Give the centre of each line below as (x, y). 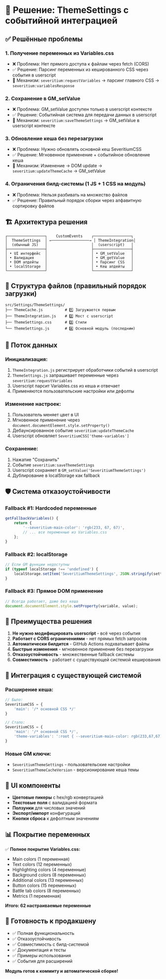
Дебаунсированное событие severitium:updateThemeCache (73, 431)
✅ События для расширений (42, 961)
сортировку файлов (33, 206)
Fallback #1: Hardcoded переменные (51, 508)
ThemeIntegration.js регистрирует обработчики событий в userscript (85, 370)
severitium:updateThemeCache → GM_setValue (59, 171)
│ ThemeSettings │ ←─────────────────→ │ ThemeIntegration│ (70, 240)
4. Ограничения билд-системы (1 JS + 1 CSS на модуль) (75, 184)
